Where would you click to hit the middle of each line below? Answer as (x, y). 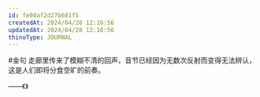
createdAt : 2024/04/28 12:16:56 (61, 23)
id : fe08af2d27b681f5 (44, 15)
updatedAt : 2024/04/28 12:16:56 (61, 30)
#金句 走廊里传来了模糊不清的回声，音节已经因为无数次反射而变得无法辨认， (132, 60)
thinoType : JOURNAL (40, 37)
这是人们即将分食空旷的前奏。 (56, 70)
